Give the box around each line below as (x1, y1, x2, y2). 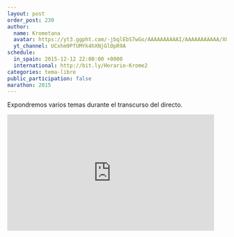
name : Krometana (13, 29, 61, 37)
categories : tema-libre (7, 68, 77, 75)
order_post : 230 (7, 17, 54, 24)
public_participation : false (7, 75, 92, 82)
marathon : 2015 (7, 82, 52, 89)
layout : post (7, 10, 45, 17)
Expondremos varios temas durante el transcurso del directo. (7, 100, 183, 109)
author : (7, 23, 30, 30)
